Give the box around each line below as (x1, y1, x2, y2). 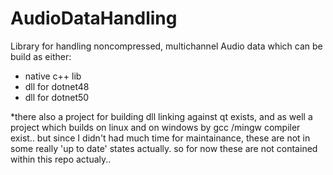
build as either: (10, 50, 72, 62)
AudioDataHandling (10, 7, 178, 30)
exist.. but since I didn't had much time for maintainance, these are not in (10, 132, 311, 144)
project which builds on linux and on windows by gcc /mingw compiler (10, 121, 301, 133)
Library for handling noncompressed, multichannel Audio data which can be (10, 40, 323, 52)
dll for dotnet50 (24, 91, 90, 103)
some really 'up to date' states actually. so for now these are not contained (10, 142, 318, 154)
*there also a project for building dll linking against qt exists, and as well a (10, 110, 313, 122)
